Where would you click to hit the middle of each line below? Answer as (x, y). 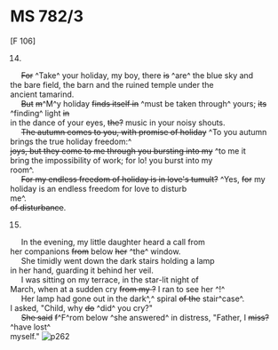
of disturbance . (38, 207)
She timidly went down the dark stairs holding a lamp (118, 260)
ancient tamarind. (42, 94)
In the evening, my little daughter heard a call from (113, 242)
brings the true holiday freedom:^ (71, 141)
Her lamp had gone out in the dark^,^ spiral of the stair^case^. (133, 298)
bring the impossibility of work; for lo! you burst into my (111, 160)
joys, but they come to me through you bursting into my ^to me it (128, 151)
